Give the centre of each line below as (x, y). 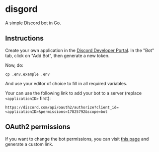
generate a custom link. (29, 144)
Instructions (24, 38)
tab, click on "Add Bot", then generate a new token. (57, 55)
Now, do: (14, 65)
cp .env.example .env (28, 74)
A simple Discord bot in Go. (33, 23)
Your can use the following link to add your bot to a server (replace (74, 93)
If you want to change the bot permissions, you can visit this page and (77, 139)
